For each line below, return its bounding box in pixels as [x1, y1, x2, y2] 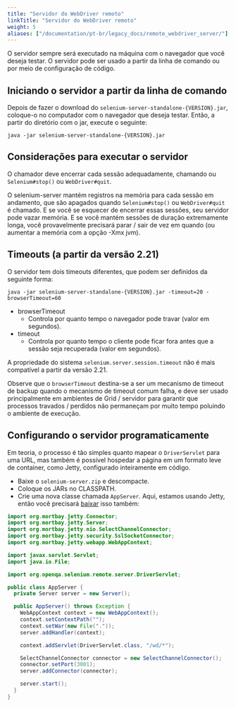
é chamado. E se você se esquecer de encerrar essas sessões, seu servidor [7, 206, 229, 214]
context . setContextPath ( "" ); [20, 616, 106, 623]
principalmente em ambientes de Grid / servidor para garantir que [7, 394, 199, 402]
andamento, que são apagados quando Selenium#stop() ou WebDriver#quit [7, 198, 225, 206]
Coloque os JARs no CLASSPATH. [17, 484, 116, 493]
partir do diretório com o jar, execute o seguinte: [7, 118, 148, 127]
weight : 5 [7, 23, 37, 30]
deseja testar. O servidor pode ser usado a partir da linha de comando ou [7, 57, 220, 65]
